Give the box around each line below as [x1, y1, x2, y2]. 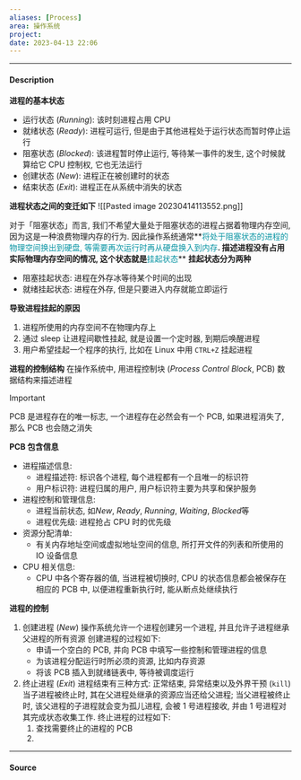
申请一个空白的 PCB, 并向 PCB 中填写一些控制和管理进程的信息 [35, 644, 268, 655]
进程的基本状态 [9, 95, 64, 106]
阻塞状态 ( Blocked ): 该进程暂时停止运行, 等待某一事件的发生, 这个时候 [21, 148, 278, 159]
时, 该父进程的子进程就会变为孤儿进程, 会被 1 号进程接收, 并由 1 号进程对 [21, 701, 287, 712]
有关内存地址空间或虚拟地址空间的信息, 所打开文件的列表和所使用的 [35, 539, 284, 550]
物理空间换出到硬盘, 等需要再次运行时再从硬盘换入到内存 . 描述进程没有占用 [9, 242, 285, 253]
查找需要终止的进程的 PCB [35, 723, 133, 734]
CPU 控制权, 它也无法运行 [47, 159, 143, 171]
